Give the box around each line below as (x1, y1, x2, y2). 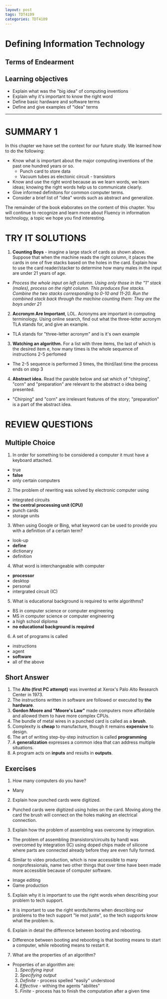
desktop (12, 578, 30, 584)
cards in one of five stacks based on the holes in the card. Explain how (12, 259, 158, 265)
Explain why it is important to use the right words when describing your (12, 892, 159, 898)
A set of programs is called (12, 633, 68, 639)
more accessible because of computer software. (12, 867, 112, 873)
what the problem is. (12, 918, 55, 924)
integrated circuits (12, 497, 50, 503)
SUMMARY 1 (5, 126, 58, 137)
